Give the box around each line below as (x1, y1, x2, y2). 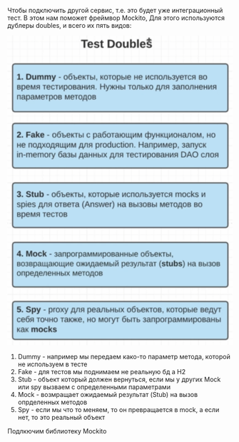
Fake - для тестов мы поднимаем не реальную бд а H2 (17, 367, 186, 376)
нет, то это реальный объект (17, 413, 106, 421)
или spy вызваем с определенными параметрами (17, 382, 171, 391)
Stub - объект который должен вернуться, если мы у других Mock (17, 375, 221, 383)
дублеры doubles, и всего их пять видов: (7, 21, 132, 29)
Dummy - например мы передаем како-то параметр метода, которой (17, 352, 230, 361)
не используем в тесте (17, 360, 88, 368)
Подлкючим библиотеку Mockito (7, 426, 107, 435)
